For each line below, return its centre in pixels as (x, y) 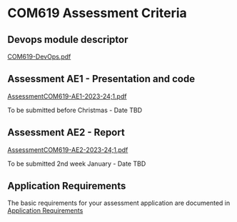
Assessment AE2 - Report (66, 132)
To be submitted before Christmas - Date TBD (75, 110)
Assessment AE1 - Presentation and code (101, 79)
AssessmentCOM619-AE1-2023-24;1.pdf (67, 96)
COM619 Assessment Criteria (97, 13)
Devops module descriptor (68, 40)
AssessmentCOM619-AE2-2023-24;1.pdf (68, 150)
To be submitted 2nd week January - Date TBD (77, 163)
